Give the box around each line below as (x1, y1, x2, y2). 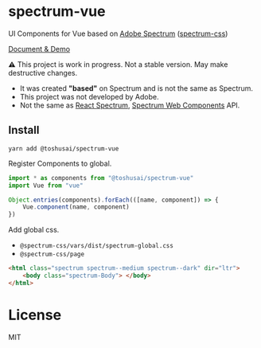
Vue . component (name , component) (22, 203, 130, 211)
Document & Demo (8, 44, 70, 53)
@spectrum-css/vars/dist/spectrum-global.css (19, 242, 173, 250)
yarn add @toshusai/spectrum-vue (8, 144, 119, 153)
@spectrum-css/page (19, 250, 85, 259)
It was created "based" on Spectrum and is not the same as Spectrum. (19, 83, 253, 93)
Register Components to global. (8, 158, 112, 168)
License (8, 306, 62, 324)
